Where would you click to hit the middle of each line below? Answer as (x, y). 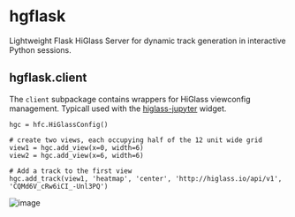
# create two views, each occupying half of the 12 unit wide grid (136, 140)
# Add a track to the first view (71, 171)
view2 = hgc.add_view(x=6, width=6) (76, 155)
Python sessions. (41, 49)
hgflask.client (48, 78)
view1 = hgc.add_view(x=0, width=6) (76, 147)
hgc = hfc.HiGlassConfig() (59, 124)
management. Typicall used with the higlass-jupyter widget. (118, 108)
